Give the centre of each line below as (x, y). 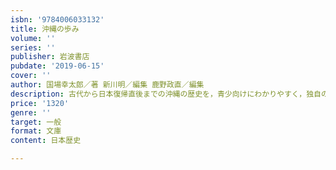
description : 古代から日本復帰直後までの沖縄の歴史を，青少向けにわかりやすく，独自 (166, 94)
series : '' (33, 47)
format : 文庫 (36, 131)
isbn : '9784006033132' (57, 19)
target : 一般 (36, 122)
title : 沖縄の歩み (45, 29)
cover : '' (31, 76)
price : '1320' (40, 103)
